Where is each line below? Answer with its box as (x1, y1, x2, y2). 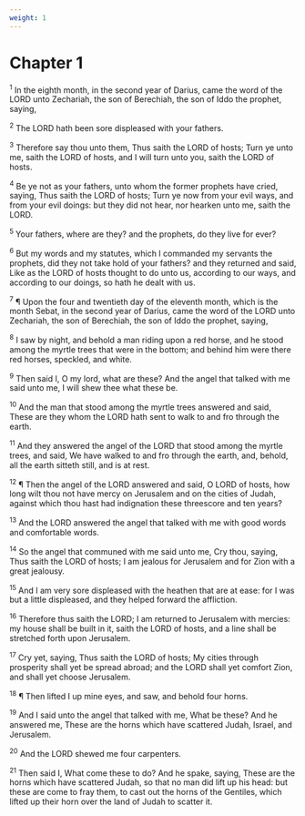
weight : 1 (9, 13, 47, 23)
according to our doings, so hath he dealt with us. (9, 277, 196, 288)
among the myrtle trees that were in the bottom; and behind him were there (9, 343, 291, 355)
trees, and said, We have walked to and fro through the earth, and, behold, (9, 450, 289, 461)
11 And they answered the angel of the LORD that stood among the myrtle (9, 439, 284, 451)
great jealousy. (9, 566, 66, 576)
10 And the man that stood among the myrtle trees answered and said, (9, 400, 271, 413)
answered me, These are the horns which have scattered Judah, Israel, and (9, 719, 293, 730)
